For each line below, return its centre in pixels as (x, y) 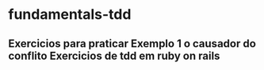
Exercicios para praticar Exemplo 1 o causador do (132, 44)
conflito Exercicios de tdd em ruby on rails (114, 55)
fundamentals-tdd (70, 15)
